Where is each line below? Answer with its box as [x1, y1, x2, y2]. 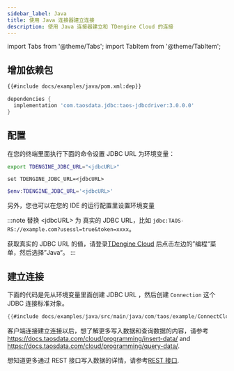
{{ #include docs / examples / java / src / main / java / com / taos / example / [7, 313, 198, 320]
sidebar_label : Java [7, 10, 68, 17]
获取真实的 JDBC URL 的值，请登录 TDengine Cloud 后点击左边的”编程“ [7, 239, 210, 248]
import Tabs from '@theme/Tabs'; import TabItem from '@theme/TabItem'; [7, 42, 221, 51]
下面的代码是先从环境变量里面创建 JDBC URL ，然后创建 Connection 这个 [7, 290, 216, 299]
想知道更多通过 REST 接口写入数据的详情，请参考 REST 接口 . [7, 356, 180, 364]
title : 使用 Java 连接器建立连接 [7, 17, 95, 24]
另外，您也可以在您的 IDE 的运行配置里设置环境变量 [7, 201, 155, 210]
